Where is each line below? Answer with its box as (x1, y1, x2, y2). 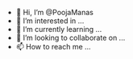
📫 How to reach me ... (15, 42, 91, 51)
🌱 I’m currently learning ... (15, 25, 102, 33)
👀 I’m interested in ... (15, 16, 85, 26)
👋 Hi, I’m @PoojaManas (15, 8, 94, 17)
